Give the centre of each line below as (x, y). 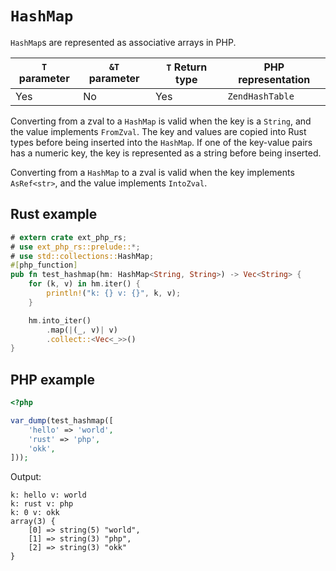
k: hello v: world (48, 495)
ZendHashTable (261, 96)
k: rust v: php (42, 504)
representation (274, 79)
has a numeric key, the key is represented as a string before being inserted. (166, 153)
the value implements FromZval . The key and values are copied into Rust (158, 131)
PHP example (52, 379)
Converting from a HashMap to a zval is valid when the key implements (152, 172)
